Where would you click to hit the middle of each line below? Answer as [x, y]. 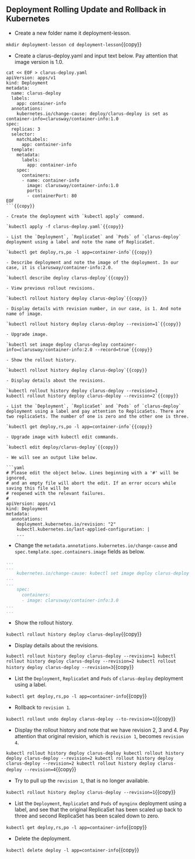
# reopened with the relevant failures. [56, 493]
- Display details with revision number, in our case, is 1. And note [94, 308]
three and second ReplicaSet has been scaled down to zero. [87, 816]
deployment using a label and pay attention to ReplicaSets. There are [95, 411]
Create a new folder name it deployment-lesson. [73, 33]
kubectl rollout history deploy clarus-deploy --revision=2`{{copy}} [93, 396]
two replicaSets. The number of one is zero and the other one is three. [98, 416]
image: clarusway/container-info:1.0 [73, 185]
